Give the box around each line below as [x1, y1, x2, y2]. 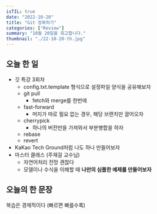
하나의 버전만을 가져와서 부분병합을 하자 [32, 124, 123, 131]
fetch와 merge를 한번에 [32, 96, 87, 103]
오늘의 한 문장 [6, 185, 53, 195]
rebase [23, 131, 41, 138]
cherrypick [23, 117, 50, 124]
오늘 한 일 [6, 59, 39, 69]
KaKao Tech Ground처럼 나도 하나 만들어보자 [14, 143, 121, 151]
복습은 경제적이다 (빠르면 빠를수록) [6, 201, 86, 209]
